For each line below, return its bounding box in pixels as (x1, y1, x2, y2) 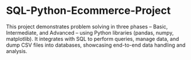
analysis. (6, 47, 27, 54)
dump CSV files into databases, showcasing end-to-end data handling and (6, 42, 186, 48)
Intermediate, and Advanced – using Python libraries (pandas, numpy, (6, 29, 174, 36)
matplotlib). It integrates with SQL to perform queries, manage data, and (6, 35, 179, 42)
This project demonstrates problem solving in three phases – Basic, (6, 23, 168, 30)
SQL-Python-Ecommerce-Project (6, 4, 171, 17)
